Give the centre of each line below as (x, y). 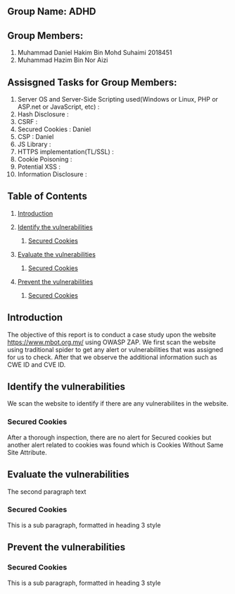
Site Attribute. (27, 452)
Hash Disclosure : (43, 114)
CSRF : (27, 122)
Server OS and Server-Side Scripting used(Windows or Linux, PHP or (118, 99)
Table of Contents (47, 196)
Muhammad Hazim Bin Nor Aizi (63, 60)
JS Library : (34, 145)
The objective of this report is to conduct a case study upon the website (112, 334)
